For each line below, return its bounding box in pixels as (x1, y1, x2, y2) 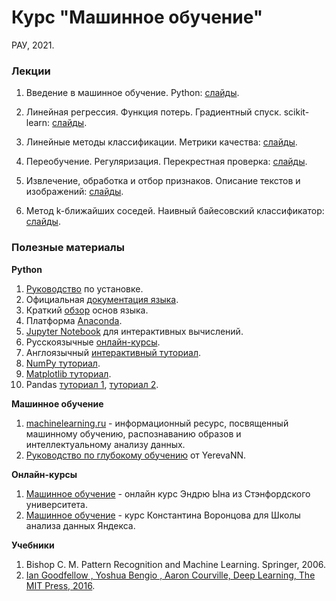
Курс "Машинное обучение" (11, 6, 264, 29)
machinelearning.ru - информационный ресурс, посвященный (25, 417, 289, 429)
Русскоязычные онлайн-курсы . (25, 336, 161, 348)
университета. (25, 498, 88, 510)
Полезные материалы (11, 241, 125, 255)
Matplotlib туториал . (25, 367, 112, 380)
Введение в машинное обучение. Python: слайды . (25, 87, 240, 99)
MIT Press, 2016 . (25, 579, 96, 591)
